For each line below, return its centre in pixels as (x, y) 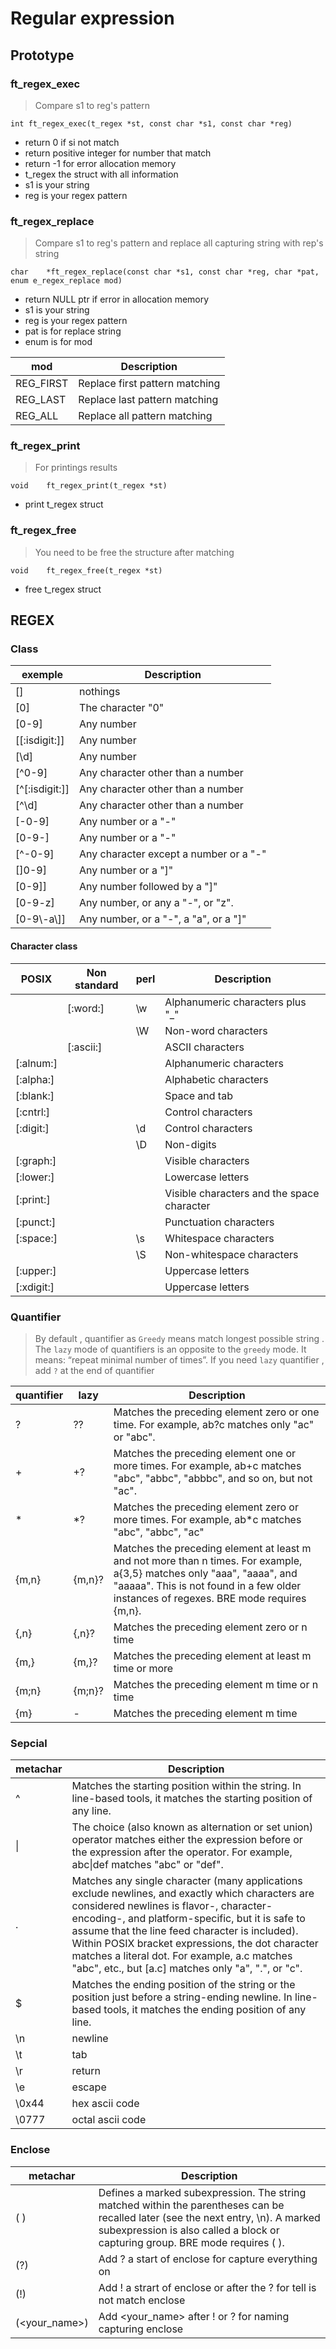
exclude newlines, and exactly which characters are (193, 1894)
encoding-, (98, 1919)
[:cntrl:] (33, 1112)
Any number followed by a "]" (148, 887)
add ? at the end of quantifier (94, 1370)
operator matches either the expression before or (187, 1840)
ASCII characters (204, 1047)
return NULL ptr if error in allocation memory (117, 299)
